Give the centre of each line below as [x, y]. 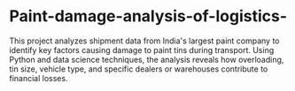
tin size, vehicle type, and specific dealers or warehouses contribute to [139, 69]
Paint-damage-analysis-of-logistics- [148, 16]
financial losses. [39, 78]
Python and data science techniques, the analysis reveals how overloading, [147, 59]
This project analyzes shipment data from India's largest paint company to [144, 41]
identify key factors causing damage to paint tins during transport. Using [142, 49]
